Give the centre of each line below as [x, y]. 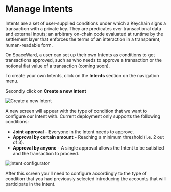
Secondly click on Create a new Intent [46, 91]
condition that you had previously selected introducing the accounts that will [86, 178]
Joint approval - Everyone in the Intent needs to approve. [73, 132]
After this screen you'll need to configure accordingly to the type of [76, 173]
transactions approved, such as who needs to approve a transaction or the [84, 60]
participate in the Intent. [30, 184]
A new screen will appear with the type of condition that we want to [76, 111]
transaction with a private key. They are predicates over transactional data [83, 28]
